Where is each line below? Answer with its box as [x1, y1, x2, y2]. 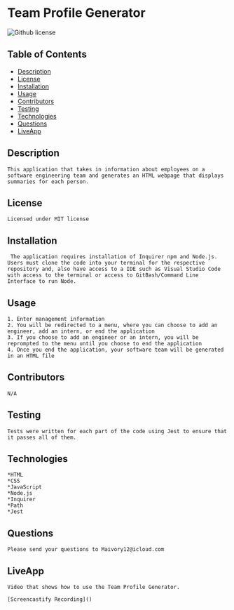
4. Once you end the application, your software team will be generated [7, 346, 224, 353]
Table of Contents [7, 48, 88, 60]
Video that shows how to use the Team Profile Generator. [7, 584, 180, 591]
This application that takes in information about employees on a [7, 166, 205, 173]
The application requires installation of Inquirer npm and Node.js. [10, 253, 218, 260]
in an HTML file [7, 352, 55, 359]
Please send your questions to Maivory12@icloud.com [7, 546, 165, 553]
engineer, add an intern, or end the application [7, 328, 156, 335]
